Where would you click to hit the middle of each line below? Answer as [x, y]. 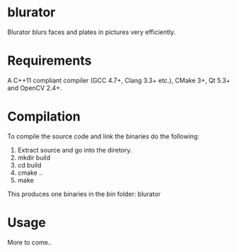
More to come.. [29, 242]
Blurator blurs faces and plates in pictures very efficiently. [92, 32]
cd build [29, 165]
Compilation [44, 117]
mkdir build [34, 158]
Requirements [50, 61]
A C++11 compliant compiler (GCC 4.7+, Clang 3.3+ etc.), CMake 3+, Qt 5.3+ [119, 80]
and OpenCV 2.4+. [35, 88]
